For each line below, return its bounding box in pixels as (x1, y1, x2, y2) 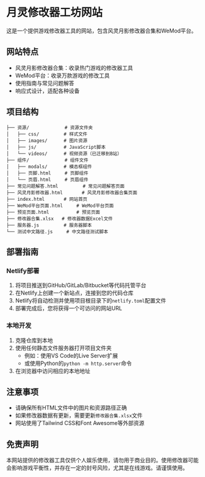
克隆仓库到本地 (15, 336, 53, 344)
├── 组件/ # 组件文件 (6, 157, 88, 163)
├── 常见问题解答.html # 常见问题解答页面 (6, 183, 125, 189)
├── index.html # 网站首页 (6, 196, 88, 202)
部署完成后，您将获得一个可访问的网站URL (15, 304, 123, 312)
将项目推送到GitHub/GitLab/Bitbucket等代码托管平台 (15, 282, 146, 289)
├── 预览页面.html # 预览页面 (6, 209, 101, 215)
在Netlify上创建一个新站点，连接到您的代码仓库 (15, 289, 134, 297)
